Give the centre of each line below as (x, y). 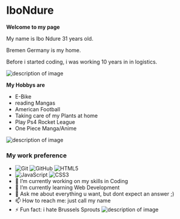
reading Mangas (35, 103)
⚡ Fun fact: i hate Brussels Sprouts (57, 209)
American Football (37, 109)
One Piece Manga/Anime (46, 128)
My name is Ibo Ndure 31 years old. (50, 38)
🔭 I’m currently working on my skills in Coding (71, 181)
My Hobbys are (25, 85)
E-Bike (23, 96)
